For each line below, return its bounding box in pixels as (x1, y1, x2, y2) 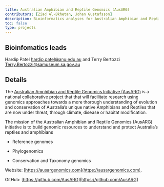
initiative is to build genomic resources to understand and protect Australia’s (5, 124, 158, 130)
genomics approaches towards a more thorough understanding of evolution (5, 99, 157, 105)
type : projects (5, 25, 36, 30)
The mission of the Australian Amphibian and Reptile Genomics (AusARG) (5, 119, 153, 125)
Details (5, 76, 27, 84)
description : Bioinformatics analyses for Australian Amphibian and (5, 16, 147, 21)
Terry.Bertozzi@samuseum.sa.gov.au (5, 62, 81, 67)
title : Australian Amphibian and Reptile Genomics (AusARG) (5, 7, 130, 12)
